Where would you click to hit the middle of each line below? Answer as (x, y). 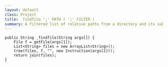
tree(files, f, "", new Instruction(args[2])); (64, 51)
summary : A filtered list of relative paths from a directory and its (80, 24)
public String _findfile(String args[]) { (50, 38)
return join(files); (35, 55)
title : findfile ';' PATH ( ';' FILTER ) (50, 19)
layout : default (22, 10)
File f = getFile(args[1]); (43, 42)
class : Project (21, 15)
